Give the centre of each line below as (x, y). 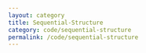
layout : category (36, 15)
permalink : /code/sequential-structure (73, 37)
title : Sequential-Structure (56, 23)
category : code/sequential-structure (70, 30)
